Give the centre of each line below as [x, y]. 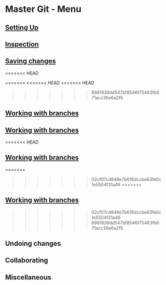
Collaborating [27, 260]
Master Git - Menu [43, 9]
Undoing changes [33, 244]
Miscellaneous [28, 277]
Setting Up [22, 28]
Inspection [22, 44]
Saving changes [30, 61]
